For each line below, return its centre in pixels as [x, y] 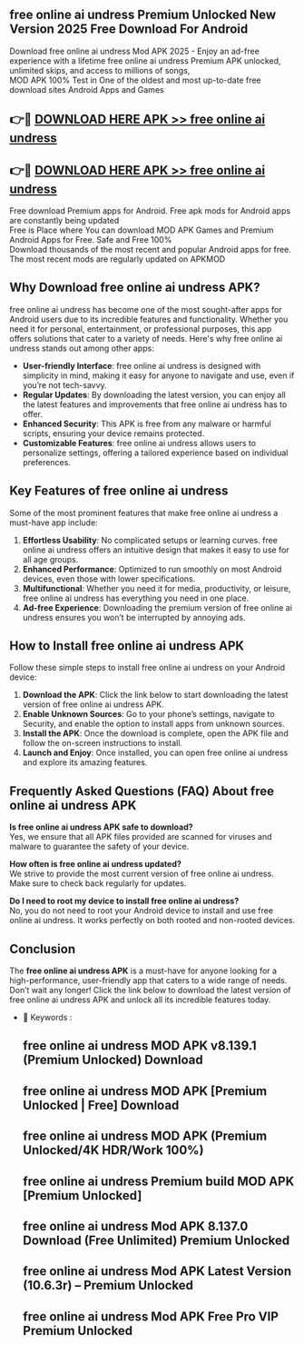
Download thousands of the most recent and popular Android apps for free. [151, 250]
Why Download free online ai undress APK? [135, 288]
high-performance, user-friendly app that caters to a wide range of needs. [148, 981]
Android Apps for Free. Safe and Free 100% [91, 240]
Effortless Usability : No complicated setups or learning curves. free [150, 540]
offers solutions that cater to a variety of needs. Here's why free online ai [146, 338]
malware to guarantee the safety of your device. [99, 847]
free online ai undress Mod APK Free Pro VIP [151, 1316]
